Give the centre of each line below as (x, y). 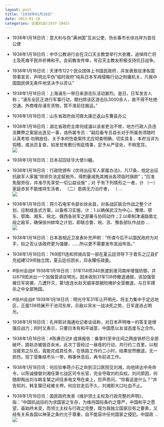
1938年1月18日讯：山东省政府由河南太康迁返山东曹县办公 (69, 116)
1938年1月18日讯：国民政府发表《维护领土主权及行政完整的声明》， (79, 396)
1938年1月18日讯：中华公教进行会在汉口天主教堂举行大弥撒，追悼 (78, 54)
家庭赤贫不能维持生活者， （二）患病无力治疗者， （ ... (67, 189)
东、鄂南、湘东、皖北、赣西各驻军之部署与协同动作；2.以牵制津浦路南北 (85, 216)
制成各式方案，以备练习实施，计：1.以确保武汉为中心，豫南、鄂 (89, 210)
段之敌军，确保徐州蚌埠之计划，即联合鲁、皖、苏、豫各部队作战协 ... (81, 223)
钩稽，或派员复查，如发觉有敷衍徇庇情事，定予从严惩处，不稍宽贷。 (81, 145)
